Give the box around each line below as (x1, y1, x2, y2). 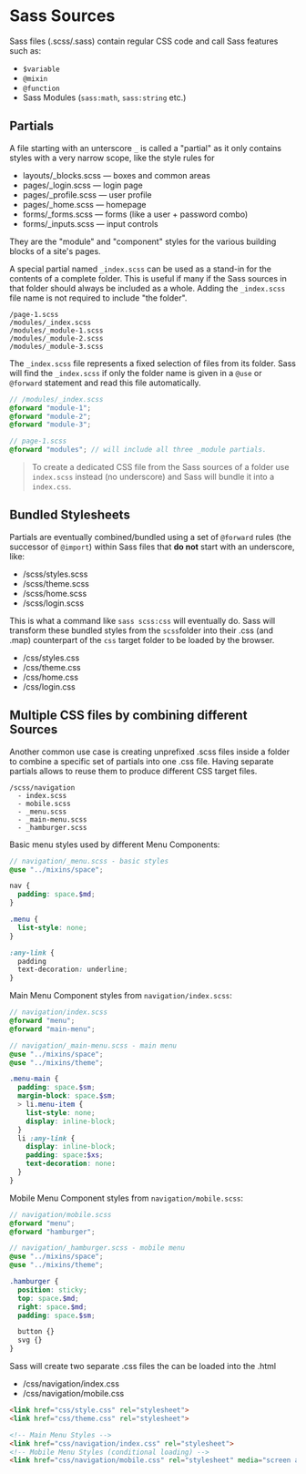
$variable (22, 65, 61, 74)
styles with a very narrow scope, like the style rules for (9, 152, 215, 163)
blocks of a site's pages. (9, 245, 102, 256)
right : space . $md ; (17, 1302, 88, 1312)
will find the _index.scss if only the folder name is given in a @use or (9, 367, 262, 378)
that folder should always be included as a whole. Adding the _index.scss (9, 282, 286, 293)
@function (22, 84, 61, 93)
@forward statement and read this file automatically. (9, 377, 202, 388)
